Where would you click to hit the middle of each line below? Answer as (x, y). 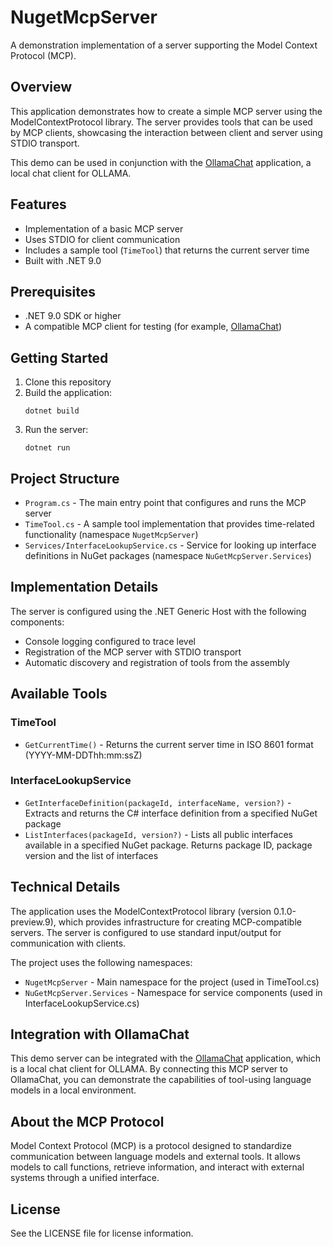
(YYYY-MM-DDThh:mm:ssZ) (83, 755)
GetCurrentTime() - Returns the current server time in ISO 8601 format (169, 744)
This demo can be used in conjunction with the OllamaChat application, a (161, 162)
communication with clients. (68, 943)
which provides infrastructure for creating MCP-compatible (180, 922)
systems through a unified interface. (85, 1178)
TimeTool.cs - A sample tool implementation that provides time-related (169, 524)
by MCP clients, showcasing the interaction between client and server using (166, 132)
